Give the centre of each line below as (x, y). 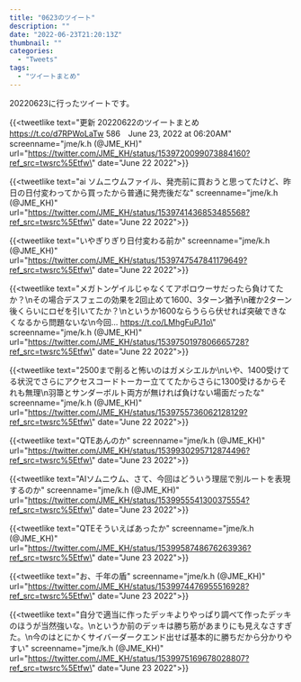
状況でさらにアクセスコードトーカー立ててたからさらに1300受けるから (148, 381)
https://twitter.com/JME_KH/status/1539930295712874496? (139, 450)
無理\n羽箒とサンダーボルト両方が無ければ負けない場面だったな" (145, 392)
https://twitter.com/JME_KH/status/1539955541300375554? (138, 500)
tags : (19, 68)
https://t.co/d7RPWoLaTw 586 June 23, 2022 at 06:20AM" (120, 133)
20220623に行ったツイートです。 (72, 103)
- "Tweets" (38, 59)
